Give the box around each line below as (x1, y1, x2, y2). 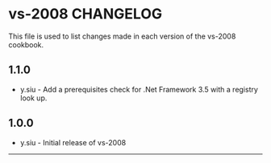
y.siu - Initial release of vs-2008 (19, 137, 127, 147)
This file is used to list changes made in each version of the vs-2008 (8, 31, 236, 41)
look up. (19, 93, 48, 103)
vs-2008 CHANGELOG (8, 5, 163, 23)
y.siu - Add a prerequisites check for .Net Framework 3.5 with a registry (19, 84, 258, 94)
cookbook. (8, 39, 44, 49)
